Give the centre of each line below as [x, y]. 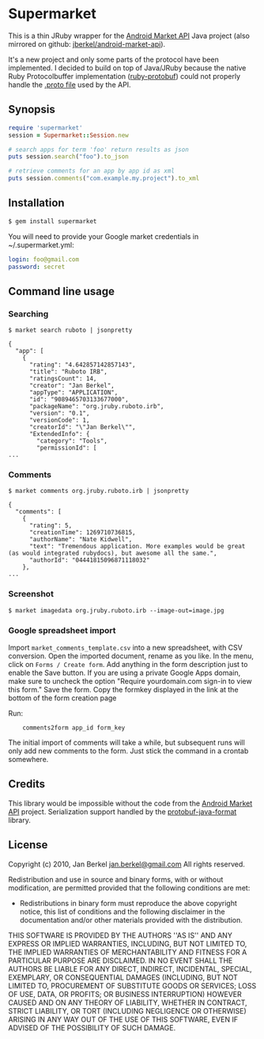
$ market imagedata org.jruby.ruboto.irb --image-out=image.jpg [116, 610]
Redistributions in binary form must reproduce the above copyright [128, 903]
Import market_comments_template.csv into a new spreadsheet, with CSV [125, 648]
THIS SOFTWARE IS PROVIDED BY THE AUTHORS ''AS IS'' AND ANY [121, 935]
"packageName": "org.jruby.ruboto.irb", [96, 407]
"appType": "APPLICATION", [74, 392]
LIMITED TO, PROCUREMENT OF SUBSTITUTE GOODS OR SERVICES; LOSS [132, 985]
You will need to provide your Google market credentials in [104, 236]
